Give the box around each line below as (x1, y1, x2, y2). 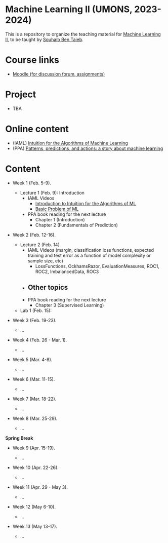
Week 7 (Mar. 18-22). (12, 396, 57, 402)
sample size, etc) (27, 257, 63, 264)
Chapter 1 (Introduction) (35, 216, 85, 222)
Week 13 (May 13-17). (12, 523, 57, 529)
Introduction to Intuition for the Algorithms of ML (35, 200, 136, 206)
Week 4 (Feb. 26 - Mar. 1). (12, 337, 67, 343)
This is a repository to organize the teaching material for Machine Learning (5, 31, 161, 37)
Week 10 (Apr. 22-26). (12, 464, 59, 471)
